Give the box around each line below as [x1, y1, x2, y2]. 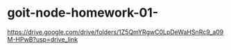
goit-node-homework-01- [7, 5, 159, 21]
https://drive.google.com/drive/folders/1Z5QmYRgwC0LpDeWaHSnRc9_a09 [7, 28, 224, 36]
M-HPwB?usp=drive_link [7, 35, 78, 43]
